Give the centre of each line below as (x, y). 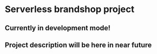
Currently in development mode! (58, 28)
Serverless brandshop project (70, 9)
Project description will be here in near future (78, 45)
